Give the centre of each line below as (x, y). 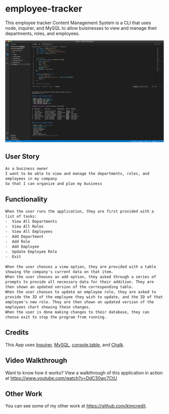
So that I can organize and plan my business (54, 184)
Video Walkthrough (36, 361)
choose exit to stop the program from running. (56, 317)
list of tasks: (21, 216)
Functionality (26, 199)
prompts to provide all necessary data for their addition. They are (80, 282)
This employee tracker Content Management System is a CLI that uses (78, 23)
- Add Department (24, 236)
